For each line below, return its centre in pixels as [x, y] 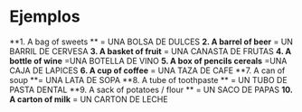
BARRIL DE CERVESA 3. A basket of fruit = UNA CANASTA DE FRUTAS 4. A [151, 51]
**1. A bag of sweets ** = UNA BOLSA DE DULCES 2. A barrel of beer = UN [151, 42]
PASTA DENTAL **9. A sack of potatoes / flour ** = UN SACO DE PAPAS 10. [151, 89]
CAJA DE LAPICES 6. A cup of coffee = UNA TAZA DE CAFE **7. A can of [147, 70]
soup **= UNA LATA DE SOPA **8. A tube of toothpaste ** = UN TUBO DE [148, 79]
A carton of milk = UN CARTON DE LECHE [89, 99]
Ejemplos [45, 17]
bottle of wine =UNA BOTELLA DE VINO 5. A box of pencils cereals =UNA [148, 61]
